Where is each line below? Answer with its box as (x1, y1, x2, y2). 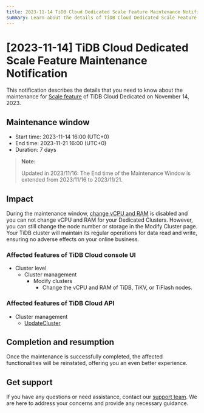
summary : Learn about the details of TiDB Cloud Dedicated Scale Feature (6, 15, 197, 21)
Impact (6, 194, 33, 204)
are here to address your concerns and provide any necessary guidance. (6, 400, 189, 407)
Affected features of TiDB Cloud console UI (6, 250, 136, 259)
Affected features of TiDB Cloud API (6, 299, 115, 307)
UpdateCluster (24, 319, 61, 327)
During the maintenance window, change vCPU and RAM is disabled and (6, 210, 188, 217)
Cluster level (15, 265, 47, 272)
